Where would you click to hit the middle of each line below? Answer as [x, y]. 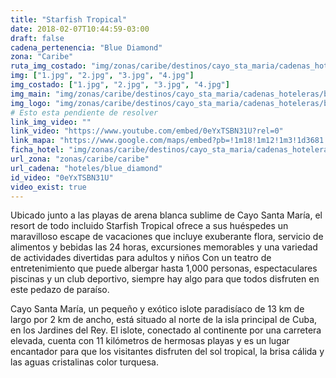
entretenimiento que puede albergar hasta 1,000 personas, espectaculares [164, 268]
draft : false [37, 38]
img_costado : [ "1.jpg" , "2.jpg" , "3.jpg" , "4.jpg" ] [120, 85]
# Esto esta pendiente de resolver [84, 112]
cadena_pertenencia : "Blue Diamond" [86, 47]
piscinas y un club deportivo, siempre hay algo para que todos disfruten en [165, 279]
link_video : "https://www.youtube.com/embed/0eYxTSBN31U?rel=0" [147, 131]
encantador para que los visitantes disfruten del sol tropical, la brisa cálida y [167, 352]
